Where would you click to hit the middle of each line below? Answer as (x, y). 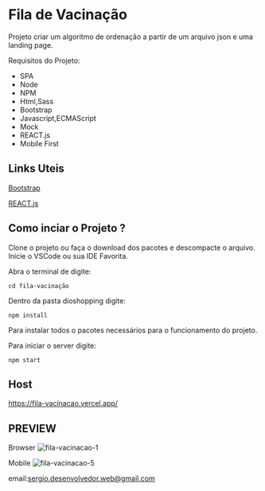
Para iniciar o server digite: (53, 345)
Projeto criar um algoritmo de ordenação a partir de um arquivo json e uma (131, 37)
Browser (22, 448)
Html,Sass (37, 101)
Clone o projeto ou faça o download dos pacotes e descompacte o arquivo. (132, 247)
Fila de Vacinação (68, 15)
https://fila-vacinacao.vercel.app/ (63, 403)
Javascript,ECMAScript (58, 118)
